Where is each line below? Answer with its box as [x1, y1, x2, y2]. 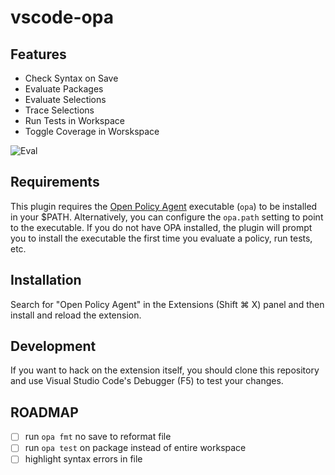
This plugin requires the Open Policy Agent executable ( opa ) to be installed [10, 200, 318, 212]
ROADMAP [10, 404, 79, 421]
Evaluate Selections [24, 94, 107, 105]
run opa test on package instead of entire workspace [24, 442, 247, 454]
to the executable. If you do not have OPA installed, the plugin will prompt [10, 221, 313, 233]
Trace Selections [24, 104, 95, 116]
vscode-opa [10, 6, 114, 29]
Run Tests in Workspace [24, 115, 125, 126]
